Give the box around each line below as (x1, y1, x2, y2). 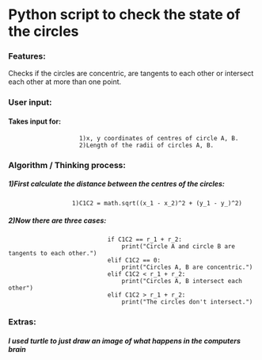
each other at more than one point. (8, 77, 122, 86)
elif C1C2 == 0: (107, 256, 161, 265)
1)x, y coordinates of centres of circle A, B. (78, 134, 239, 142)
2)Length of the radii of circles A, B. (78, 141, 215, 149)
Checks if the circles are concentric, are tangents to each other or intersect (8, 69, 254, 79)
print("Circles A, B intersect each (121, 278, 243, 285)
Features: (8, 51, 46, 62)
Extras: (8, 316, 37, 327)
